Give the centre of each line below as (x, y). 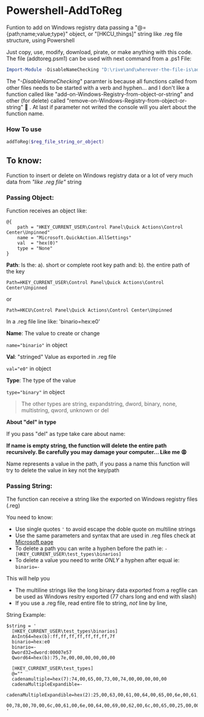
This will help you (28, 579)
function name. (25, 114)
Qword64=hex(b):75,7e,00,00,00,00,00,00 (63, 658)
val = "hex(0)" (38, 243)
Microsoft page (34, 542)
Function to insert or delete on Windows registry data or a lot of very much (100, 175)
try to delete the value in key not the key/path (63, 471)
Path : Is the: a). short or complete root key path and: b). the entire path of (98, 265)
